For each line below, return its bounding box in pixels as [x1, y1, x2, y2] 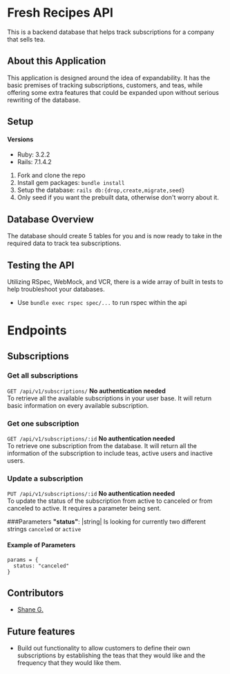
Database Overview [7, 213, 95, 225]
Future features [7, 626, 75, 637]
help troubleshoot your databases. [7, 285, 105, 293]
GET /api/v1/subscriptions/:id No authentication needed [7, 434, 175, 443]
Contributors [7, 587, 64, 599]
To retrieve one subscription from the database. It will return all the [7, 442, 197, 450]
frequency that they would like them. [17, 659, 122, 667]
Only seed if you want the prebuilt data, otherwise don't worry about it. [17, 193, 220, 202]
